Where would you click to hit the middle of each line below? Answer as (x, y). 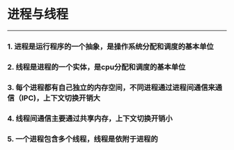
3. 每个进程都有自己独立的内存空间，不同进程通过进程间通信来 (111, 87)
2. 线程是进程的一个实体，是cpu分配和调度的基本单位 (96, 67)
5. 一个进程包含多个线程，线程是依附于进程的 (83, 139)
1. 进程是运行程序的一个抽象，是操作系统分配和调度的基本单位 (110, 46)
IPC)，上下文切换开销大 (61, 98)
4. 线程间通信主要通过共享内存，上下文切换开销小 (90, 118)
